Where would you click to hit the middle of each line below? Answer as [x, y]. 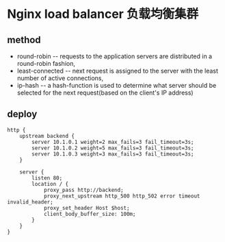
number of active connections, [60, 78]
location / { [50, 184]
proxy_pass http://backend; [84, 190]
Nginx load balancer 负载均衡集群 [103, 14]
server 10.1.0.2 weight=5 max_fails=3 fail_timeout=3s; [113, 148]
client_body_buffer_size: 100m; [90, 214]
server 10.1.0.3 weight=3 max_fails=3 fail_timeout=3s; [113, 154]
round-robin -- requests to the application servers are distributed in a [115, 56]
